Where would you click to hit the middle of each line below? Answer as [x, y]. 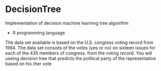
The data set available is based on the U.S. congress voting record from [79, 42]
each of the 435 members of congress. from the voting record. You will [78, 53]
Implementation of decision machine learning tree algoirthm [67, 23]
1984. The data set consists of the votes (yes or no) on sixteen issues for [80, 47]
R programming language [39, 32]
